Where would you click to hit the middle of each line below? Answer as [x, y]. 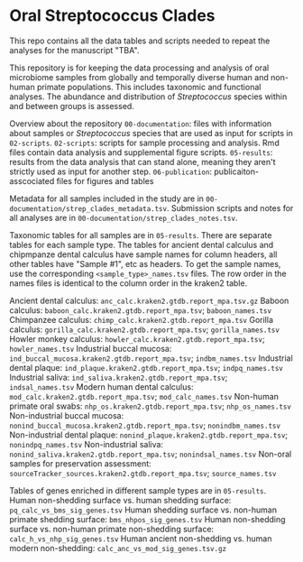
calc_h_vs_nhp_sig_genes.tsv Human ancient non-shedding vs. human [141, 539]
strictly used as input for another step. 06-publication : [111, 171]
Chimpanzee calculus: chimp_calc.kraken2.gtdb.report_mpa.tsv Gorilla [141, 319]
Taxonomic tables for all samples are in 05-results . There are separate [141, 235]
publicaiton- [237, 171]
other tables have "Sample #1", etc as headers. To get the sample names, [145, 263]
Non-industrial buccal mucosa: [67, 415]
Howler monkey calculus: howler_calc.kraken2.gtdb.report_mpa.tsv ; [137, 338]
